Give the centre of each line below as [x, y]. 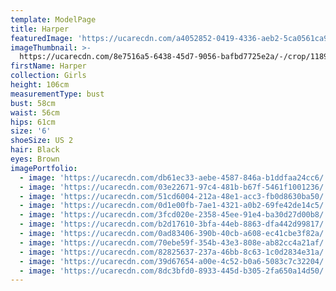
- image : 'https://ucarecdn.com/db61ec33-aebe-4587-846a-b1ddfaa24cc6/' [174, 177]
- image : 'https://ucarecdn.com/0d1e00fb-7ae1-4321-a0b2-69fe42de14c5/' [174, 206]
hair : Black [35, 150]
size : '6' [31, 131]
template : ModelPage [53, 19]
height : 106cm [40, 85]
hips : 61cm [33, 122]
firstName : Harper [48, 66]
